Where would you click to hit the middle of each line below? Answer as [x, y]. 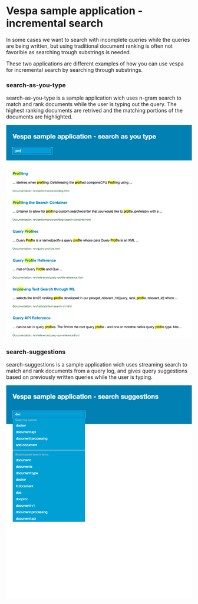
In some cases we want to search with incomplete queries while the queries [98, 39]
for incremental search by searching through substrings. [75, 70]
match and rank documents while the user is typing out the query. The [91, 104]
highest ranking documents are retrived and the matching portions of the [95, 111]
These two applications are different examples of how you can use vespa [95, 64]
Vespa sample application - [75, 11]
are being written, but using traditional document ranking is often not [89, 46]
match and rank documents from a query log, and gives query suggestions [97, 371]
